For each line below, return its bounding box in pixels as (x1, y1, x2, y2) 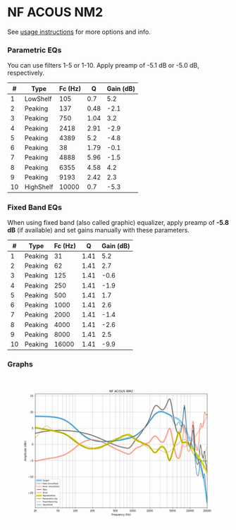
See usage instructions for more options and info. (7, 27, 151, 36)
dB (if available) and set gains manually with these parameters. (7, 226, 190, 235)
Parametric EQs (7, 45, 62, 55)
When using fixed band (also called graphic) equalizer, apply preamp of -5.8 (7, 218, 229, 227)
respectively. (7, 68, 44, 78)
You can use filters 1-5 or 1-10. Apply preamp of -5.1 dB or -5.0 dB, (7, 61, 199, 70)
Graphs (7, 359, 33, 369)
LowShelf (24, 94, 52, 103)
